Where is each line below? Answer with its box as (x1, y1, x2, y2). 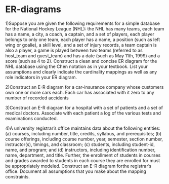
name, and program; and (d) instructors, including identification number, (5, 146, 156, 153)
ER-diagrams (5, 4, 62, 15)
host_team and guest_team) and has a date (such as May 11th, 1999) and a (5, 52, 160, 59)
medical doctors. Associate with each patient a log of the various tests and (5, 110, 161, 116)
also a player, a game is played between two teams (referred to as (5, 47, 143, 53)
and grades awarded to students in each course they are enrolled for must (5, 157, 160, 163)
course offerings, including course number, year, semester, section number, (5, 136, 163, 142)
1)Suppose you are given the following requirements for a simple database (5, 20, 160, 26)
